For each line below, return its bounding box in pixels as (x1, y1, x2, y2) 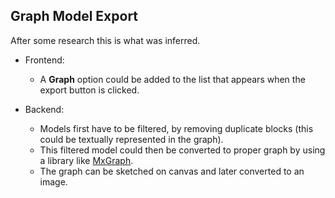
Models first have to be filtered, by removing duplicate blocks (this (39, 122, 314, 134)
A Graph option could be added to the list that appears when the (39, 73, 306, 85)
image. (39, 175, 68, 188)
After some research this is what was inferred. (10, 34, 201, 46)
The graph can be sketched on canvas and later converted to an (39, 165, 305, 177)
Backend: (24, 103, 65, 115)
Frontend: (24, 54, 65, 66)
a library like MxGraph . (39, 154, 134, 166)
